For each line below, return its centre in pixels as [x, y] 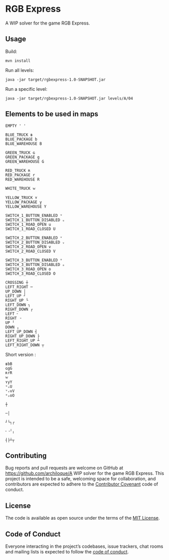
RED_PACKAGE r [20, 175]
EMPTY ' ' [16, 126]
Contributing [26, 456]
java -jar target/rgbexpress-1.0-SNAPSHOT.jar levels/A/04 [69, 98]
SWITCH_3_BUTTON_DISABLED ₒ [35, 264]
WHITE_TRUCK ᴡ [20, 188]
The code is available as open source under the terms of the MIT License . [83, 518]
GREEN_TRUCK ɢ [20, 153]
